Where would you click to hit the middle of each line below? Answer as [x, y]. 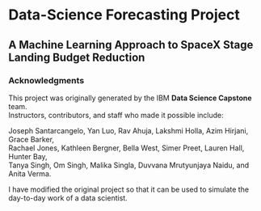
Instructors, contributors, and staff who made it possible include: [116, 115]
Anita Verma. [30, 173]
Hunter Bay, [28, 156]
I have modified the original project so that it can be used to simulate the [128, 189]
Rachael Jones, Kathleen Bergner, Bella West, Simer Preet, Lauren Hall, [126, 148]
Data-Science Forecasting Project [124, 15]
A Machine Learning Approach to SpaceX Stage [131, 45]
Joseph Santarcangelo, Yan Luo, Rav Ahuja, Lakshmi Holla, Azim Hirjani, [128, 130]
